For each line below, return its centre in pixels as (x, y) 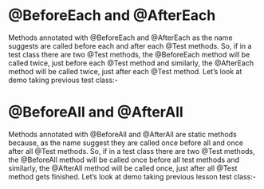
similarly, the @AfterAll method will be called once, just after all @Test (123, 168)
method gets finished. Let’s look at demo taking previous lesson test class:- (132, 176)
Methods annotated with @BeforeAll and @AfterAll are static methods (122, 134)
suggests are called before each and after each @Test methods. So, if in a (130, 45)
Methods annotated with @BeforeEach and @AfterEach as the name (120, 37)
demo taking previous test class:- (63, 80)
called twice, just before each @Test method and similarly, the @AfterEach (131, 63)
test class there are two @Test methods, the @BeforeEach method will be (129, 54)
